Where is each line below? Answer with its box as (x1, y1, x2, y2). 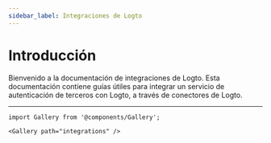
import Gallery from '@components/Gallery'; (8, 113, 161, 121)
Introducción (8, 46, 97, 64)
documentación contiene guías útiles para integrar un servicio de (8, 81, 225, 91)
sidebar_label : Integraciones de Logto (8, 11, 143, 20)
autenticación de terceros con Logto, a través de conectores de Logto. (8, 90, 244, 100)
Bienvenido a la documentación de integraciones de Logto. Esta (8, 73, 220, 83)
